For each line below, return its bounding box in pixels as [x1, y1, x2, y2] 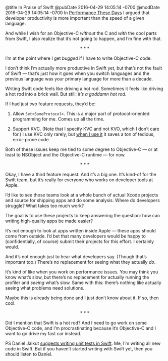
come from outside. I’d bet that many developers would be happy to [5, 233, 146, 239]
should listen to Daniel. [5, 351, 53, 357]
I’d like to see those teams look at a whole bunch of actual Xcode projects [5, 192, 158, 198]
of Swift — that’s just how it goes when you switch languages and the [5, 70, 150, 76]
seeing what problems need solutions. [5, 285, 85, 291]
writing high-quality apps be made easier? [5, 218, 93, 224]
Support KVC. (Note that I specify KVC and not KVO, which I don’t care [12, 126, 160, 132]
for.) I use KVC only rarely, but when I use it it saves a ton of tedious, [12, 131, 155, 137]
